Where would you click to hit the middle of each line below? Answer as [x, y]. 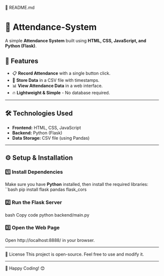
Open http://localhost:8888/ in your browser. [50, 240]
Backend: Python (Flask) [37, 133]
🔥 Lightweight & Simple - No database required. [61, 92]
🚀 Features [22, 61]
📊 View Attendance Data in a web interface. [57, 86]
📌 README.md [20, 8]
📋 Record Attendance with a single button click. [61, 73]
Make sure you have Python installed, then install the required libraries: [77, 184]
